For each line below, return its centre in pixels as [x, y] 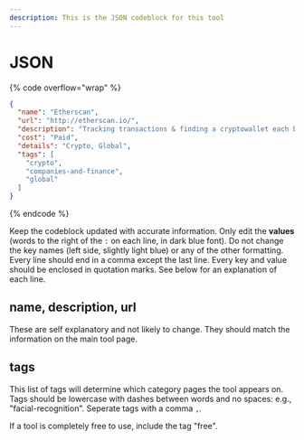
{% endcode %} [39, 214]
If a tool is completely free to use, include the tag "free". [114, 426]
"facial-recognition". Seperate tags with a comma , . [105, 408]
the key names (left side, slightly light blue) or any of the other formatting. [147, 250]
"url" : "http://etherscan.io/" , [79, 121]
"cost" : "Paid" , [48, 138]
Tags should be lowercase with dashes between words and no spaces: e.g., [151, 398]
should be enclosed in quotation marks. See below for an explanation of [143, 270]
